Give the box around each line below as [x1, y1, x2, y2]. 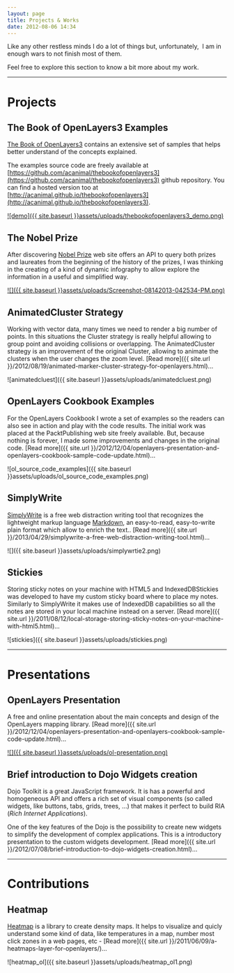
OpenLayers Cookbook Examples [7, 395, 155, 408]
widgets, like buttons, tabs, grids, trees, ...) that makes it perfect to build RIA [7, 802, 225, 811]
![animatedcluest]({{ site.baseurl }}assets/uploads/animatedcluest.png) [7, 376, 212, 383]
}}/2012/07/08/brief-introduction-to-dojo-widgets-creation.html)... [7, 845, 198, 854]
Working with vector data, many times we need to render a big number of [7, 325, 218, 333]
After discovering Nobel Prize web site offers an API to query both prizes [7, 250, 216, 259]
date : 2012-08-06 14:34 [7, 23, 77, 30]
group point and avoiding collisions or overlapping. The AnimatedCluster [7, 339, 215, 348]
